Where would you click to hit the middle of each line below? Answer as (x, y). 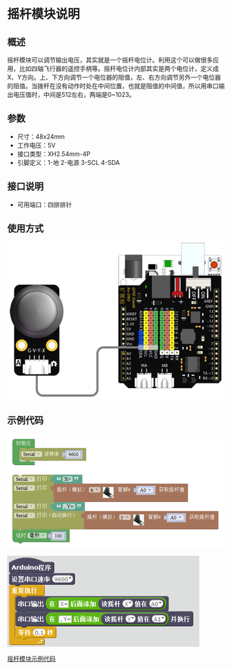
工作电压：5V (36, 145)
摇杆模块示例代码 (31, 659)
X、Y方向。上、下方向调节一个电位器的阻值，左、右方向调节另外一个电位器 (114, 77)
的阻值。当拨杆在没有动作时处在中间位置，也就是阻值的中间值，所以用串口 (113, 86)
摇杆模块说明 (44, 14)
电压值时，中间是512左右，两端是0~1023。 (74, 95)
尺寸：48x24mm (41, 137)
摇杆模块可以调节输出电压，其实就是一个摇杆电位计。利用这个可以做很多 (110, 60)
